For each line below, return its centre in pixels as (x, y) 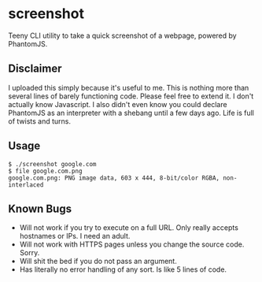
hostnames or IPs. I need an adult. (75, 236)
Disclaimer (35, 69)
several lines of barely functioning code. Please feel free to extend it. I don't (131, 96)
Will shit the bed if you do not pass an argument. (98, 262)
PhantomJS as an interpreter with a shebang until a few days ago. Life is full (131, 113)
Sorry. (30, 253)
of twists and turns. (39, 121)
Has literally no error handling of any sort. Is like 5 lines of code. (123, 269)
